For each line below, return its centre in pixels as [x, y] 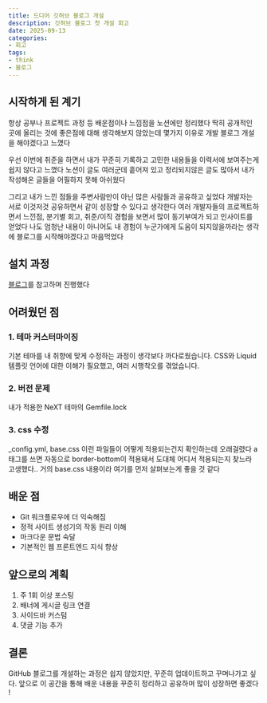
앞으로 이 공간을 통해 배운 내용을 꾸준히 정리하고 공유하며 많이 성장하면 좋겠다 [139, 684]
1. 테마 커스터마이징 [43, 337]
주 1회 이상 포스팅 [47, 595]
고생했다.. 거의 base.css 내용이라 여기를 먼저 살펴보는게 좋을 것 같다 [114, 468]
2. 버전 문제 [29, 388]
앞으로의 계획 [39, 574]
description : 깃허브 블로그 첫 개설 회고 [69, 23]
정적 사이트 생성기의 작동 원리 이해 [73, 527]
